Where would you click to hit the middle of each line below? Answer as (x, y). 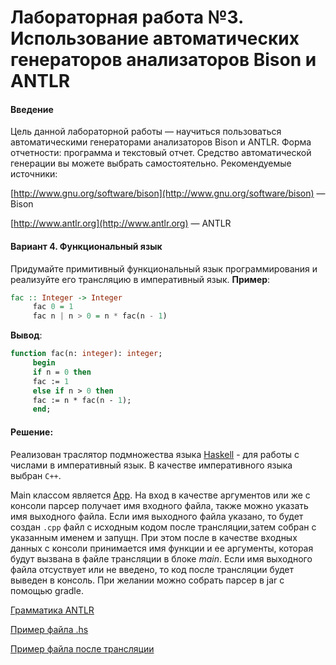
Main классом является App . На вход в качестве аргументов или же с (160, 495)
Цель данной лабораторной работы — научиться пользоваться (146, 132)
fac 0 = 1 (53, 307)
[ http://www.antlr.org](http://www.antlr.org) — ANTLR (121, 223)
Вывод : (26, 335)
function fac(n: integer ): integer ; (86, 354)
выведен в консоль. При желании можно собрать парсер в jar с (147, 580)
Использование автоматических (155, 38)
